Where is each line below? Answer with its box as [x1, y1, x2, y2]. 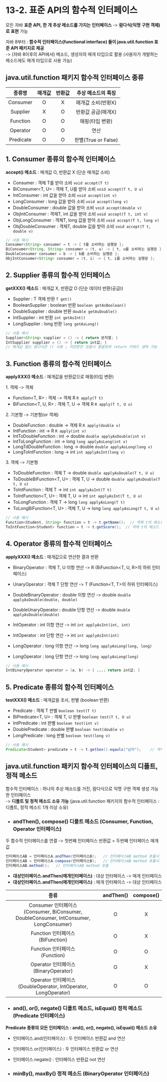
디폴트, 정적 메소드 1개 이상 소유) [5, 804, 68, 810]
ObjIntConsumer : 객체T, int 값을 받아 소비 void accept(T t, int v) [12, 211, 148, 217]
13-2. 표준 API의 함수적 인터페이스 [5, 4, 138, 16]
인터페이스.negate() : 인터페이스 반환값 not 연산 [12, 1056, 106, 1062]
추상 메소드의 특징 [76, 89, 116, 96]
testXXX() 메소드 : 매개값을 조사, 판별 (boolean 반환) [5, 697, 110, 703]
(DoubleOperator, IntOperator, [17, 983, 88, 990]
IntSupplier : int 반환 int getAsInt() [12, 314, 86, 320]
